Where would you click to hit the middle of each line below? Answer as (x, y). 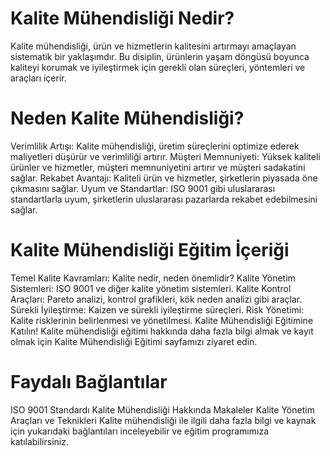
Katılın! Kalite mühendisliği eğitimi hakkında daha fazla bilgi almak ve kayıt (162, 331)
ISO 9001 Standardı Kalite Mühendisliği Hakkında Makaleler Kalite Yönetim (162, 409)
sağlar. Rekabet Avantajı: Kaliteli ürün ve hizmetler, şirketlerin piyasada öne (164, 178)
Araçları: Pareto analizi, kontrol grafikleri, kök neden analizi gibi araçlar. (156, 299)
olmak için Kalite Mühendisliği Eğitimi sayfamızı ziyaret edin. (134, 341)
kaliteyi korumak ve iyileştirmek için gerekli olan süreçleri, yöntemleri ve (158, 67)
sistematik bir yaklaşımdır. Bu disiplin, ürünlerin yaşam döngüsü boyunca (160, 56)
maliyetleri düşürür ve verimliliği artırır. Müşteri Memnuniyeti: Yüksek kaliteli (165, 156)
